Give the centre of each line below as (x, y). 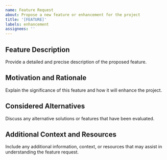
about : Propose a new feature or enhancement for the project (73, 15)
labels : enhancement (27, 24)
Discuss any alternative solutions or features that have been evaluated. (80, 118)
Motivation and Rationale (46, 78)
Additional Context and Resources (61, 134)
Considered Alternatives (45, 106)
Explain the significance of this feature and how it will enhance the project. (84, 90)
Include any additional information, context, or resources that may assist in (84, 147)
